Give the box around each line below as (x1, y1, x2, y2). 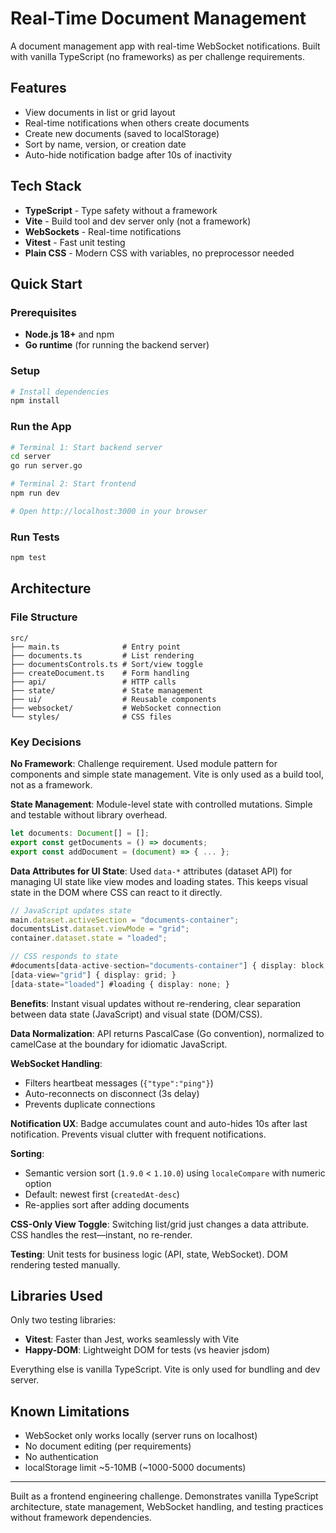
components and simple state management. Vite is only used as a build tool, (10, 768, 324, 780)
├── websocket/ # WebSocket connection (10, 703, 222, 713)
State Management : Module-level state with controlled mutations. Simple (10, 798, 313, 810)
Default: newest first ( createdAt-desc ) (24, 1188, 180, 1200)
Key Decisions (10, 735, 82, 749)
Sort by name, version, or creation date (24, 138, 187, 150)
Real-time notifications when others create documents (24, 117, 250, 129)
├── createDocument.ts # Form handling (10, 668, 190, 678)
